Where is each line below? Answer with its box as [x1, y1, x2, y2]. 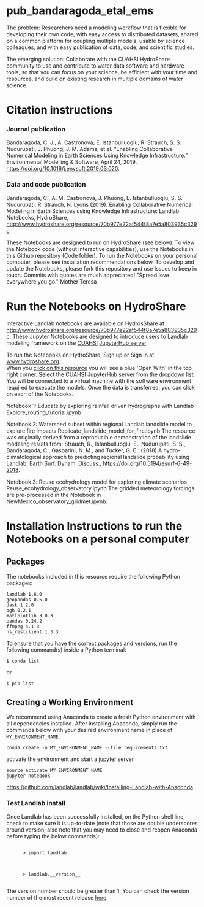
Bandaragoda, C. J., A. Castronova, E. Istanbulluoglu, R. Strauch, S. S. [6, 139, 182, 146]
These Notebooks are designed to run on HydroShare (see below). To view [6, 239, 195, 246]
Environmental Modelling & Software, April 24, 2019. [6, 158, 137, 166]
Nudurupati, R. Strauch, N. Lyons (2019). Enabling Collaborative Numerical [6, 201, 194, 208]
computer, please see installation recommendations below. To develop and [6, 258, 194, 266]
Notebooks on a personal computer [6, 532, 189, 546]
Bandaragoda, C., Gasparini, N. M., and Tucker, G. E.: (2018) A [6, 446, 162, 454]
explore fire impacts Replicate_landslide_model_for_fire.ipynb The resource [6, 427, 195, 434]
